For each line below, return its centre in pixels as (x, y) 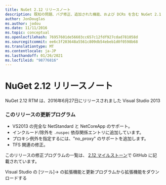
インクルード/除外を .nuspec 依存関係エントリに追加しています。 (78, 132)
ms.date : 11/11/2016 (26, 28)
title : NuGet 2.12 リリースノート (38, 10)
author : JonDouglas (25, 19)
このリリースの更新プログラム (40, 115)
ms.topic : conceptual (27, 33)
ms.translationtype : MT (30, 46)
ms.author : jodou (23, 23)
